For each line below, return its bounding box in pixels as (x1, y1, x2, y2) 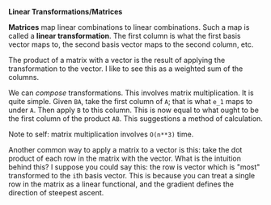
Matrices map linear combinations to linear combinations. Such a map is (8, 23, 250, 31)
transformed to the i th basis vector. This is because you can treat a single (8, 171, 256, 180)
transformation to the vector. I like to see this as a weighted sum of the (8, 64, 243, 73)
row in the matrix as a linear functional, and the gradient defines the (8, 179, 235, 189)
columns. (8, 73, 40, 82)
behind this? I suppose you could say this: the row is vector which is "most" (8, 162, 260, 172)
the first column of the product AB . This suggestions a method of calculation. (8, 114, 263, 123)
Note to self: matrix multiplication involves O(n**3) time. (8, 129, 194, 139)
